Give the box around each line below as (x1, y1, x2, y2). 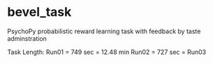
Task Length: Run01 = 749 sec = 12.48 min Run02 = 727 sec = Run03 (7, 48, 207, 56)
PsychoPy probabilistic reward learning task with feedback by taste (7, 27, 201, 35)
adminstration (7, 34, 47, 42)
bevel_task (7, 4, 72, 20)
